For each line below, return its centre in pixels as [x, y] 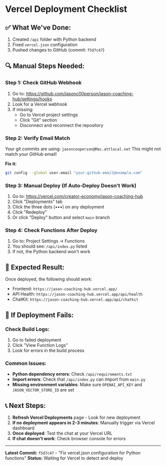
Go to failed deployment [37, 340]
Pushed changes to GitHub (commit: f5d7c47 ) [58, 50]
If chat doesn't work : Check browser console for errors [69, 439]
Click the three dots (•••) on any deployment [58, 207]
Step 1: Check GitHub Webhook [43, 83]
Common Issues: [26, 363]
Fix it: [11, 164]
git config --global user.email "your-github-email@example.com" [74, 173]
